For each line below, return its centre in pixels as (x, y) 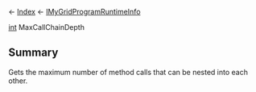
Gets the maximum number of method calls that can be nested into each (128, 72)
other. (18, 81)
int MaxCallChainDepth (46, 27)
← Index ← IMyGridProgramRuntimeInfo (74, 12)
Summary (33, 53)
